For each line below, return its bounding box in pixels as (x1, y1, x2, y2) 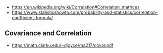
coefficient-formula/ (11, 15, 53, 20)
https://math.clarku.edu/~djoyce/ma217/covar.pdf (11, 42, 113, 48)
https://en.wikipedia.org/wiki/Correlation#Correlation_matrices (11, 4, 140, 10)
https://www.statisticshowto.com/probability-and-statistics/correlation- (11, 9, 158, 15)
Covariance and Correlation (4, 29, 92, 38)
